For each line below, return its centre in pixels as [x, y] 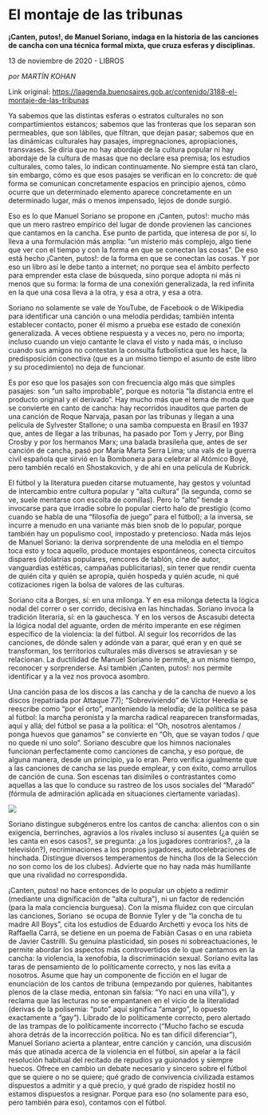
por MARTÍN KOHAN [42, 76]
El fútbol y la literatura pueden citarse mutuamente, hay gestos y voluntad [130, 482]
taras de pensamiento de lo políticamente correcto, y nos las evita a [120, 967]
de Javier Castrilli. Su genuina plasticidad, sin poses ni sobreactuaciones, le [133, 941]
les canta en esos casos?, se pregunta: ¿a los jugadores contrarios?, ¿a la [129, 840]
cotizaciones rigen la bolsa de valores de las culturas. [97, 584]
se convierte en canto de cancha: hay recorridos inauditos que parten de [128, 408]
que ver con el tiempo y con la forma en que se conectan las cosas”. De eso [133, 250]
